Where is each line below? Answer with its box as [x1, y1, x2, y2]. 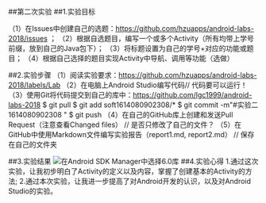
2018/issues [8, 34, 48, 43]
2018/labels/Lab [8, 80, 61, 90]
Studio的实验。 [8, 186, 58, 196]
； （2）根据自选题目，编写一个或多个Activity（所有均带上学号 [48, 34, 254, 43]
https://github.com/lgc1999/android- [133, 90, 253, 99]
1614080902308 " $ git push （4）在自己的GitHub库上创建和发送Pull [8, 110, 233, 119]
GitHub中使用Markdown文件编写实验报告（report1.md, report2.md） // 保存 [8, 130, 255, 139]
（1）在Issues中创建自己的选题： [8, 24, 117, 33]
